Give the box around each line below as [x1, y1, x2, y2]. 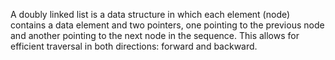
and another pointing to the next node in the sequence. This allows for [10, 30, 300, 41]
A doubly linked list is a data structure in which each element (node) [10, 9, 291, 20]
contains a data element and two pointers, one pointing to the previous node [10, 19, 325, 31]
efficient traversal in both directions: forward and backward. [10, 40, 258, 52]
